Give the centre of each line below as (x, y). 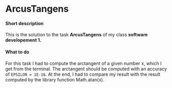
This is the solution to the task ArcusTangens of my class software (77, 35)
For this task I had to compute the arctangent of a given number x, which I (83, 63)
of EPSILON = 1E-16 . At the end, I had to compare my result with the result (83, 74)
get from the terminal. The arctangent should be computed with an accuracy (86, 69)
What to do (17, 52)
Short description (24, 23)
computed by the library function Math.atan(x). (55, 79)
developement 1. (23, 40)
